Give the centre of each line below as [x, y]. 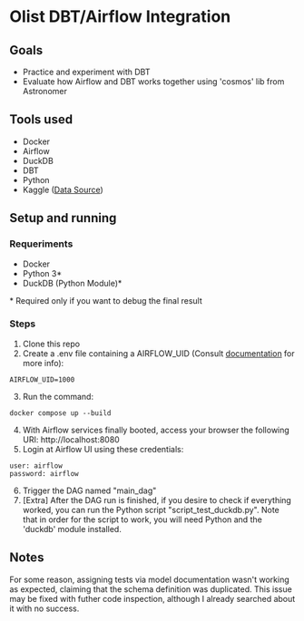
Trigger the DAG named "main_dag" [89, 490]
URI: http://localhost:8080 [71, 439]
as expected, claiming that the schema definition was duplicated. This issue [151, 589]
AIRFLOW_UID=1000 [42, 379]
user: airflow [36, 466]
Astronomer [45, 91]
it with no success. [44, 608]
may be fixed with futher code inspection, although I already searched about [152, 598]
